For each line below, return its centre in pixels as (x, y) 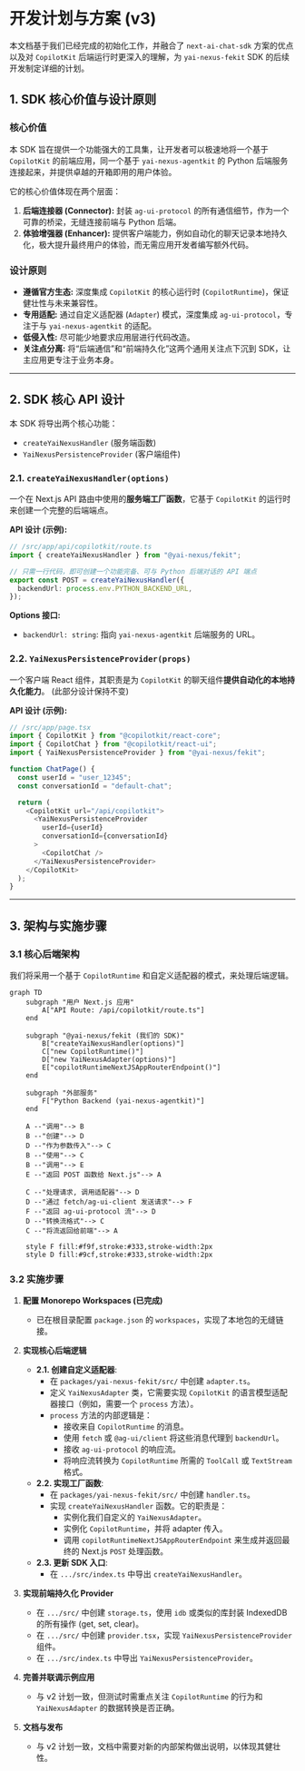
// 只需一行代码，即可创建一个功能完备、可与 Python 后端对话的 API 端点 (133, 571)
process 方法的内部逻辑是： (101, 1415)
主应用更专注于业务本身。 (70, 359)
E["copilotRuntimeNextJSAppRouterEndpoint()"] (132, 1068)
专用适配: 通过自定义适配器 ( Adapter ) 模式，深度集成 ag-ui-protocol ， (153, 314)
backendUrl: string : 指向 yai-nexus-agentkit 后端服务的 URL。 (141, 635)
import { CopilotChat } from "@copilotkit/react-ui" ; (113, 744)
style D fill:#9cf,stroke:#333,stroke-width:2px (119, 1255)
